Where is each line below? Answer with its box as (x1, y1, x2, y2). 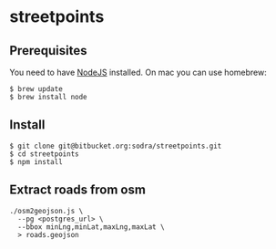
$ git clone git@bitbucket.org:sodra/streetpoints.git (9, 141, 222, 150)
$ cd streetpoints (9, 149, 79, 159)
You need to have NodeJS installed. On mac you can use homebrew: (9, 67, 267, 78)
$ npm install (9, 157, 64, 166)
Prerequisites (9, 43, 87, 58)
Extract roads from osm (9, 182, 146, 198)
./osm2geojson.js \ (9, 206, 84, 215)
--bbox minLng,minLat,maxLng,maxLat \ (17, 222, 166, 232)
